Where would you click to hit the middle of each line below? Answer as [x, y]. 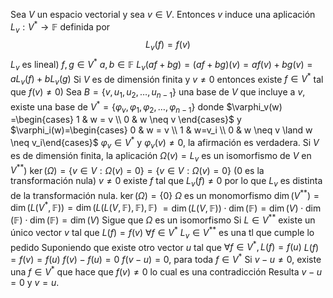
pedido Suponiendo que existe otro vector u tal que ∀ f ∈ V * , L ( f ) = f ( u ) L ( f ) [165, 246]
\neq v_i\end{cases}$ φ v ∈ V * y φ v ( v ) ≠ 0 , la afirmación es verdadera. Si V [165, 143]
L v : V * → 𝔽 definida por [60, 27]
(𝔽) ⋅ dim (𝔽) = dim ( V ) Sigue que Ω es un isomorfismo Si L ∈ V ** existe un [163, 219]
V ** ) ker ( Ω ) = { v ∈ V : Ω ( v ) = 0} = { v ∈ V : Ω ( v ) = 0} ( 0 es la [137, 169]
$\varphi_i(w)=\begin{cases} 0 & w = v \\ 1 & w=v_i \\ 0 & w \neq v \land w [161, 130]
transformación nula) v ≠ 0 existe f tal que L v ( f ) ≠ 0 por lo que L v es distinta [166, 182]
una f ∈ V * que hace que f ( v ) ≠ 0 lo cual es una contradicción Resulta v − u [166, 271]
